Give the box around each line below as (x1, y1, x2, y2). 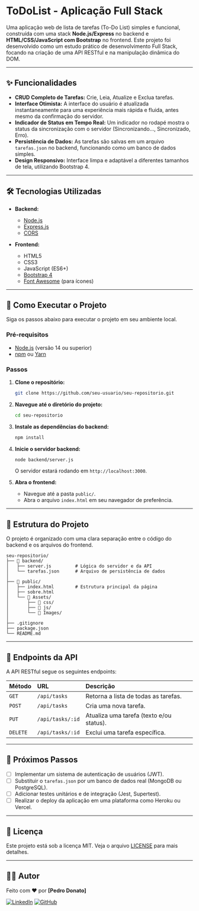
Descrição (85, 682, 115, 691)
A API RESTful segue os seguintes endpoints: (6, 668, 117, 675)
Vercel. (14, 804, 33, 811)
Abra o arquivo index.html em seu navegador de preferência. (23, 497, 174, 504)
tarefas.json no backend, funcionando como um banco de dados (14, 144, 176, 151)
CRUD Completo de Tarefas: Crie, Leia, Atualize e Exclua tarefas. (14, 94, 175, 101)
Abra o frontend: (14, 479, 57, 486)
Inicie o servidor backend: (14, 445, 81, 452)
